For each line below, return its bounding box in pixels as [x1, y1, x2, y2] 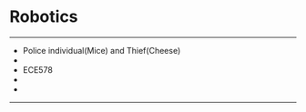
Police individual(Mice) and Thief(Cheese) [22, 45, 181, 56]
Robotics [9, 6, 79, 27]
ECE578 [22, 64, 53, 75]
